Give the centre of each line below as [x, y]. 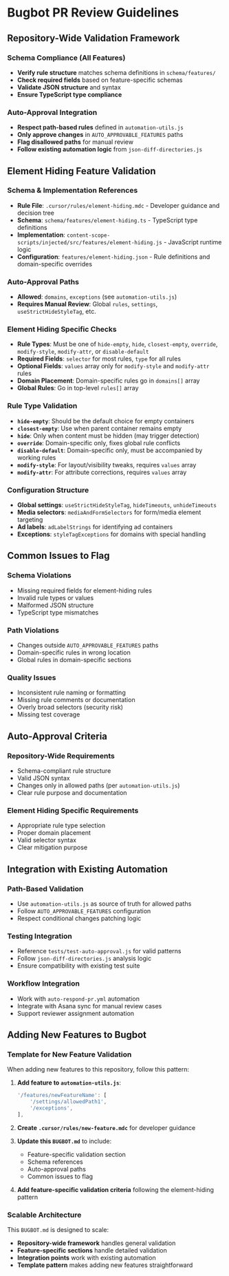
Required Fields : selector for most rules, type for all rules [99, 359]
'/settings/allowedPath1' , [68, 1102]
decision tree [36, 213]
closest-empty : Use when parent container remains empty [99, 428]
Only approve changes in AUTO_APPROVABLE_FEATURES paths [100, 135]
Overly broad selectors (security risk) [70, 708]
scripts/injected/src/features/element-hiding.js [90, 242]
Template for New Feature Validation [69, 1054]
